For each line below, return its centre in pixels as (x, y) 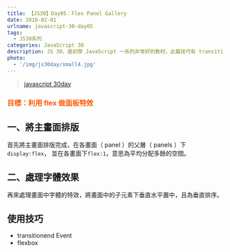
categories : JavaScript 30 (46, 45)
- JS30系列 (28, 39)
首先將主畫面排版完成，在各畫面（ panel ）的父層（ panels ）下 (97, 145)
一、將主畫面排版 (43, 127)
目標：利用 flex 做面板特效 (50, 103)
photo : (16, 58)
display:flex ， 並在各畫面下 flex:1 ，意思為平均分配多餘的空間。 (99, 153)
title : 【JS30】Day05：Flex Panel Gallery (67, 13)
